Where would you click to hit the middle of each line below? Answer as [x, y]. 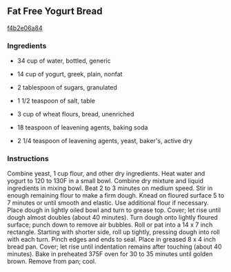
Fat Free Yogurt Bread [55, 11]
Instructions [28, 159]
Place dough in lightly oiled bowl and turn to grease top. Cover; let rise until [114, 210]
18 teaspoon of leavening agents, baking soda [82, 127]
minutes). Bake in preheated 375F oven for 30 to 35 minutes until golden [110, 254]
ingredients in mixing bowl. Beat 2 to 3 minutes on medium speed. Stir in [110, 188]
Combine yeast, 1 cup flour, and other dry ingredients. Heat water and [106, 174]
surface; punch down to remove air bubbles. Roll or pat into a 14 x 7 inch [110, 225]
